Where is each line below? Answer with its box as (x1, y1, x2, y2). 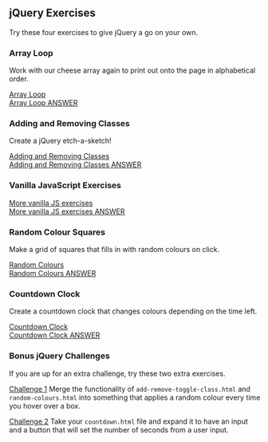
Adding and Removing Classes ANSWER (9, 160, 142, 170)
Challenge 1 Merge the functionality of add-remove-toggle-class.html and (9, 384, 250, 393)
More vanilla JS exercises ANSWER (9, 207, 126, 216)
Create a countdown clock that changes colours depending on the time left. (9, 306, 258, 316)
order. (9, 74, 29, 84)
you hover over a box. (9, 401, 81, 410)
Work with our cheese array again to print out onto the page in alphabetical (9, 65, 256, 75)
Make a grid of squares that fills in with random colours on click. (9, 245, 220, 254)
